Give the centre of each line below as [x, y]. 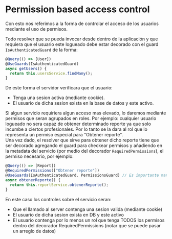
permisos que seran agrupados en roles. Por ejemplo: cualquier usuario [81, 118]
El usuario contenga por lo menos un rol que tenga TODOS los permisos [89, 220]
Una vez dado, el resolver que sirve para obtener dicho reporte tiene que [82, 140]
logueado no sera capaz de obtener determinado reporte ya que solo [78, 124]
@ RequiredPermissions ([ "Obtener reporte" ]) [52, 171]
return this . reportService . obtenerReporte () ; [59, 185]
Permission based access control [78, 9]
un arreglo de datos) [34, 231]
